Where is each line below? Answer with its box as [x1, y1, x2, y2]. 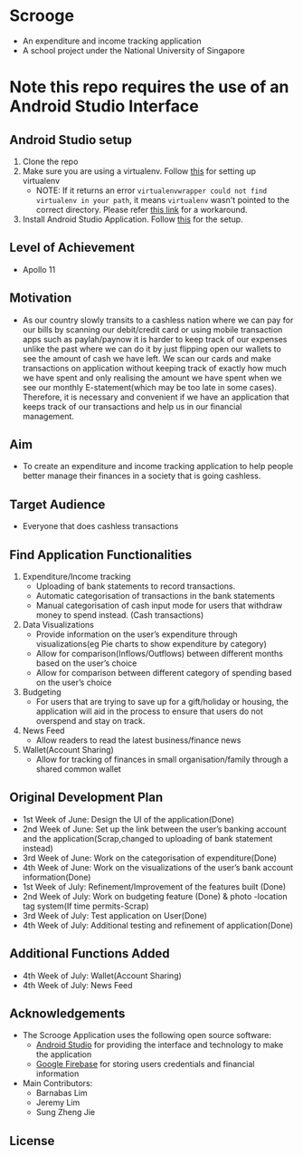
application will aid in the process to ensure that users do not [35, 706, 264, 717]
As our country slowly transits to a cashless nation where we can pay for [22, 314, 294, 325]
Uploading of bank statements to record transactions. [35, 581, 236, 592]
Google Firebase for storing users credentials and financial [35, 1059, 255, 1070]
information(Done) [22, 871, 91, 882]
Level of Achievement [9, 240, 136, 255]
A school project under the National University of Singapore [22, 44, 246, 55]
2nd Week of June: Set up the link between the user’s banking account [22, 823, 287, 834]
